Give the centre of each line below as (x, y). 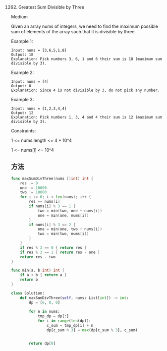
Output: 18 (22, 55)
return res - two (38, 257)
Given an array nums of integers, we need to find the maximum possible (84, 26)
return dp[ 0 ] (42, 343)
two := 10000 (33, 192)
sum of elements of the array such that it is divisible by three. (74, 31)
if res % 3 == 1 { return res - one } (60, 252)
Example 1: (22, 41)
